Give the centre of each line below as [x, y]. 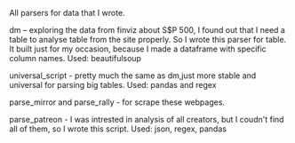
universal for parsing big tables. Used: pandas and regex [113, 85]
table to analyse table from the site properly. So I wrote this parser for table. [148, 40]
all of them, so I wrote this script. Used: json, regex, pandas [118, 129]
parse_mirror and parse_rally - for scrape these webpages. [117, 102]
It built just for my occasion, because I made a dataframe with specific [138, 49]
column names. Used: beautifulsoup [76, 58]
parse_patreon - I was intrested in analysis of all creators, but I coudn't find [147, 119]
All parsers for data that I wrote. [68, 13]
